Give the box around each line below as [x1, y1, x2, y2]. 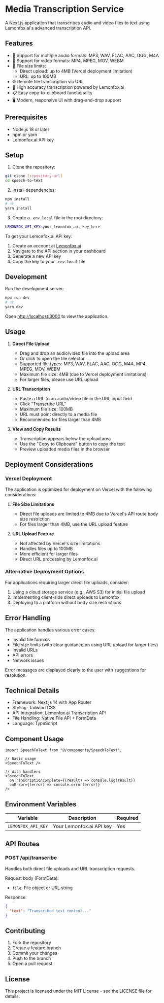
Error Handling [5, 614, 51, 622]
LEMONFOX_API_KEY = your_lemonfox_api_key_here [5, 224, 100, 229]
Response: [5, 894, 27, 900]
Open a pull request [12, 961, 53, 967]
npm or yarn [12, 132, 37, 138]
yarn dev [5, 305, 23, 310]
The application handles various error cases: [5, 627, 96, 633]
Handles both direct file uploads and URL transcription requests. [5, 865, 135, 871]
